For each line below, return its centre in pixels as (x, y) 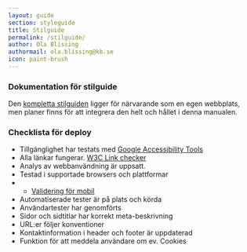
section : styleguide (42, 23)
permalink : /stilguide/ (47, 37)
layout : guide (31, 15)
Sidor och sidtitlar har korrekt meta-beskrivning (96, 216)
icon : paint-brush (38, 60)
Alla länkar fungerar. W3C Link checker (83, 158)
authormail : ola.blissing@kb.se (61, 52)
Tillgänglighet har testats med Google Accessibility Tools (111, 149)
